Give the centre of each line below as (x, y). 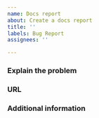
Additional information (47, 108)
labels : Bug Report (36, 33)
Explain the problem (42, 71)
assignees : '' (28, 40)
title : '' (22, 27)
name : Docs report (34, 14)
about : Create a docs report (50, 20)
